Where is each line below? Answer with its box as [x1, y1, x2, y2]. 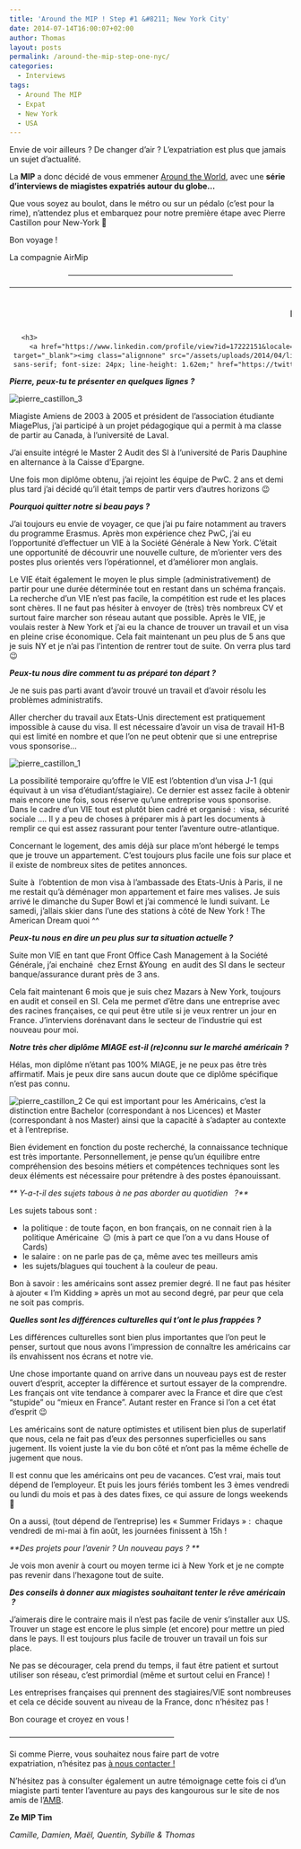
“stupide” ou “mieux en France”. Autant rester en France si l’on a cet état [9, 1397, 276, 1408]
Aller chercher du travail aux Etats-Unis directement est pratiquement [9, 712, 266, 723]
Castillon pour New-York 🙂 [9, 217, 107, 228]
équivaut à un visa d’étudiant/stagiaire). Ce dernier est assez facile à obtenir [9, 785, 290, 796]
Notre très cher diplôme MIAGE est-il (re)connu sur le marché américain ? [9, 1042, 289, 1053]
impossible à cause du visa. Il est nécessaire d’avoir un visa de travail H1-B [9, 722, 285, 732]
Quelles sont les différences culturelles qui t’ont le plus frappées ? [9, 1315, 262, 1326]
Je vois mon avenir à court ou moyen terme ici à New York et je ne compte [9, 1560, 285, 1571]
